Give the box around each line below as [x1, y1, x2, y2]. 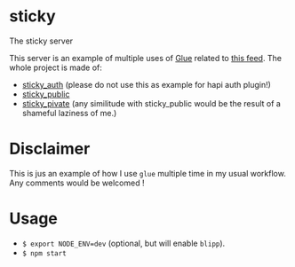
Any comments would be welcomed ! [9, 177, 145, 188]
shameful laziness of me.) [21, 107, 117, 118]
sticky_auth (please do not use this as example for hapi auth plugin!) [21, 79, 271, 90]
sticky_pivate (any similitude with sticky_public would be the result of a [21, 98, 282, 108]
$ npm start [21, 248, 67, 258]
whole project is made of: [9, 62, 102, 73]
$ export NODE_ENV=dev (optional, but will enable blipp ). [21, 238, 226, 248]
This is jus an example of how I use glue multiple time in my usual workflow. [9, 168, 286, 178]
